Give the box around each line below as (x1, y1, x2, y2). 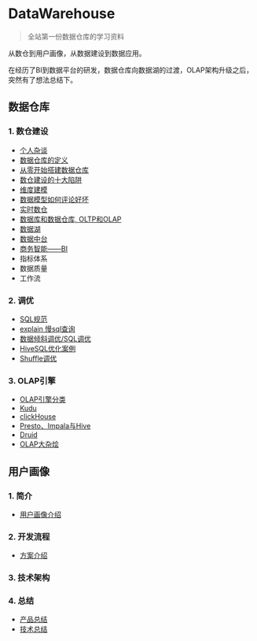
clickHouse (19, 412, 57, 421)
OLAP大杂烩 (19, 439, 60, 449)
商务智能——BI (19, 243, 68, 253)
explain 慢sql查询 (19, 324, 76, 333)
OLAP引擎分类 (19, 395, 67, 404)
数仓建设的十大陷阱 (19, 175, 83, 184)
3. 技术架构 (8, 572, 50, 584)
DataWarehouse (8, 5, 116, 23)
